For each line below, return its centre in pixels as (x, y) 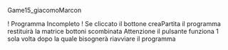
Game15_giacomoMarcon (45, 10)
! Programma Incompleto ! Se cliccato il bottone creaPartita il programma (114, 24)
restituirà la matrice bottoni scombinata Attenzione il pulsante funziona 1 (113, 31)
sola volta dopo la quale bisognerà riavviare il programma (92, 39)
